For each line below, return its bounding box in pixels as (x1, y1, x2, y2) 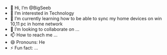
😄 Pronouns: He (10, 39, 45, 45)
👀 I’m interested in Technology (10, 10, 75, 16)
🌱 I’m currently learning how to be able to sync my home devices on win (10, 16, 162, 21)
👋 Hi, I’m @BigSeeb (10, 5, 51, 11)
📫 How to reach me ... (10, 32, 58, 38)
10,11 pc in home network (10, 21, 63, 27)
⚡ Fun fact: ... (10, 45, 38, 50)
